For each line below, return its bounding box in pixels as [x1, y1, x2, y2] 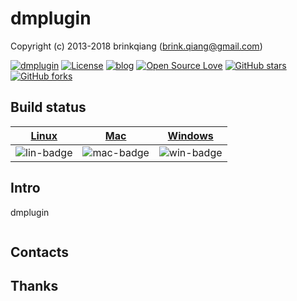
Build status [10, 99, 87, 116]
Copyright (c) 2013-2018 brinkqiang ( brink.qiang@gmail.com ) [10, 40, 263, 52]
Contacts [10, 243, 70, 261]
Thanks [10, 278, 59, 295]
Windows [167, 128, 214, 142]
